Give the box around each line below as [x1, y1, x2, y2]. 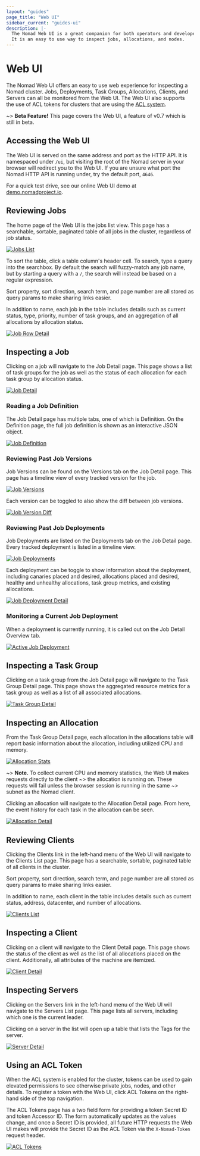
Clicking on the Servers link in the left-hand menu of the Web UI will [6, 1001, 173, 1008]
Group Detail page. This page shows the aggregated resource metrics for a [6, 683, 190, 690]
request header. [6, 1132, 45, 1139]
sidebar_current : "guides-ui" [6, 20, 82, 26]
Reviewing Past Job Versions [6, 454, 92, 463]
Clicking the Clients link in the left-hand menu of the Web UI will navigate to [6, 851, 192, 858]
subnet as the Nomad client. [6, 788, 76, 795]
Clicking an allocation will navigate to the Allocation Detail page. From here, [6, 800, 191, 807]
